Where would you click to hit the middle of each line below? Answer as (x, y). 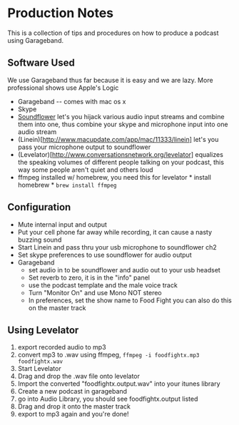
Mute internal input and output (62, 224)
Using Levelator (43, 330)
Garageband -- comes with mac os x (72, 101)
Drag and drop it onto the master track (74, 406)
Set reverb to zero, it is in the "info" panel (89, 277)
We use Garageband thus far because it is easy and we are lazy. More (110, 80)
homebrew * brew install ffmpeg (67, 185)
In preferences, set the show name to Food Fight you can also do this (130, 300)
